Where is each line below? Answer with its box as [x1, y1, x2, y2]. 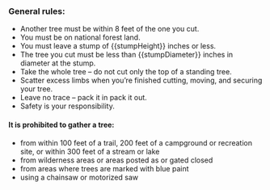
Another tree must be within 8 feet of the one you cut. [19, 24, 200, 34]
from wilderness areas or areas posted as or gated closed [19, 155, 213, 165]
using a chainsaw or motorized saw [19, 172, 139, 182]
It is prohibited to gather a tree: [8, 120, 115, 129]
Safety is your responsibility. [19, 101, 115, 111]
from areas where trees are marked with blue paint [19, 163, 189, 173]
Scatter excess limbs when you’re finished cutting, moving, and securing [19, 75, 263, 86]
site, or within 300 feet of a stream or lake [19, 146, 160, 156]
